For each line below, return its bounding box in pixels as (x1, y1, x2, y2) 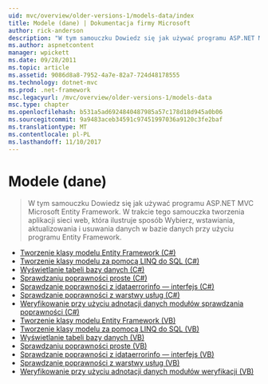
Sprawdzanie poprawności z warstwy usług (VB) (19, 358, 180, 368)
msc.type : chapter (8, 101, 69, 109)
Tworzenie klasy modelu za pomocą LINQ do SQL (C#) (19, 256, 200, 266)
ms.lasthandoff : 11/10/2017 (8, 137, 102, 146)
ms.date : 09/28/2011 (8, 57, 77, 65)
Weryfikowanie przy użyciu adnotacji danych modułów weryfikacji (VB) (19, 366, 254, 376)
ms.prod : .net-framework (8, 85, 91, 94)
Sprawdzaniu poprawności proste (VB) (19, 341, 148, 351)
